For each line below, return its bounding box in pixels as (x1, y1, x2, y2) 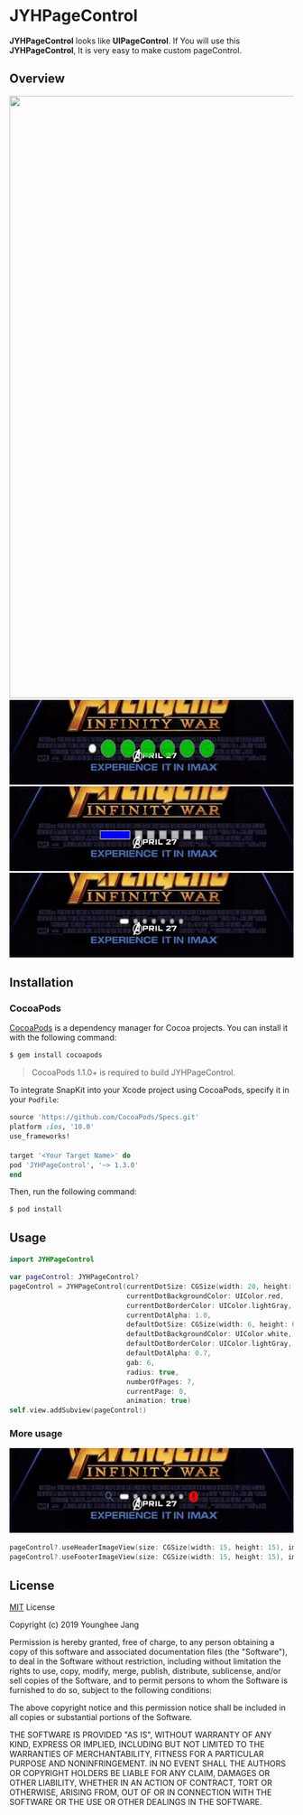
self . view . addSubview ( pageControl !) (9, 1406, 147, 1415)
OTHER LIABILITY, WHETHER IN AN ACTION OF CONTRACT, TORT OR (9, 1777, 272, 1788)
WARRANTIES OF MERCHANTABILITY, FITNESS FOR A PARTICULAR (9, 1748, 264, 1759)
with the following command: (9, 1032, 117, 1043)
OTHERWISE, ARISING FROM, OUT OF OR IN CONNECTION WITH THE (9, 1786, 272, 1798)
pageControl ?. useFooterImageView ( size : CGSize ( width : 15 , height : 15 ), (9, 1553, 284, 1562)
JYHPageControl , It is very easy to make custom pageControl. (9, 44, 242, 55)
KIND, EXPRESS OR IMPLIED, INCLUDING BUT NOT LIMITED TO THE (9, 1738, 265, 1749)
